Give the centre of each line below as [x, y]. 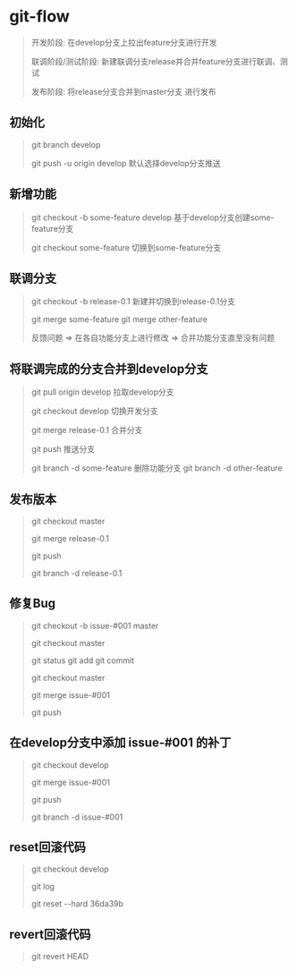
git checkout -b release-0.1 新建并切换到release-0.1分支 [133, 302]
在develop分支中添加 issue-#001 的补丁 [120, 743]
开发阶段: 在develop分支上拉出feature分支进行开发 [124, 42]
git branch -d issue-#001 [77, 817]
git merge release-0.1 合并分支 [87, 430]
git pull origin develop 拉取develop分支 [102, 392]
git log [43, 887]
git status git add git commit [83, 660]
